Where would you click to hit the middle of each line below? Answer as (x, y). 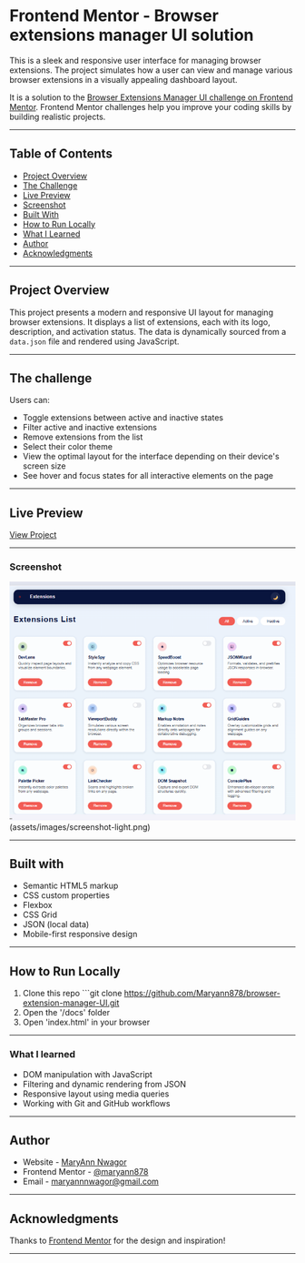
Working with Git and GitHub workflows (96, 1103)
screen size (44, 466)
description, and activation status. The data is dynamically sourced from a (148, 331)
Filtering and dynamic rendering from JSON (104, 1084)
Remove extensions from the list (83, 437)
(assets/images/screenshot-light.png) (80, 827)
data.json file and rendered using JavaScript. (94, 341)
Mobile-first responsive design (80, 935)
